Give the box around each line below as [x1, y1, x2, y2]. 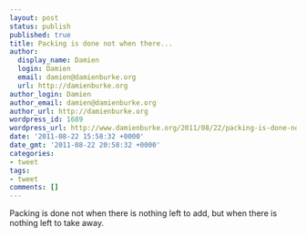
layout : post [9, 13, 59, 23]
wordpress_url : [9, 124, 67, 133]
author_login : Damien [9, 89, 92, 98]
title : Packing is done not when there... [9, 38, 173, 48]
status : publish [9, 22, 71, 31]
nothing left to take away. [9, 218, 105, 229]
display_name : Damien [17, 56, 100, 65]
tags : [9, 166, 30, 175]
